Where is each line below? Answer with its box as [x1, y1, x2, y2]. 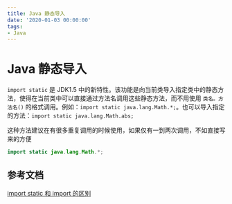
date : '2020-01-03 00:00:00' [7, 17, 91, 24]
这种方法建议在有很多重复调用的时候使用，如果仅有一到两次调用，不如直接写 [7, 126, 226, 135]
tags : [7, 23, 23, 30]
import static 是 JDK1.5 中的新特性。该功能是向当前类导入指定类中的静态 [7, 86, 218, 94]
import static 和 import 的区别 [7, 189, 91, 197]
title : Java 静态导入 [7, 10, 66, 17]
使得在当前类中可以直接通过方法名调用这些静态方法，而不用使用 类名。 [19, 94, 219, 102]
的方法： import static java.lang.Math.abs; [7, 111, 134, 120]
